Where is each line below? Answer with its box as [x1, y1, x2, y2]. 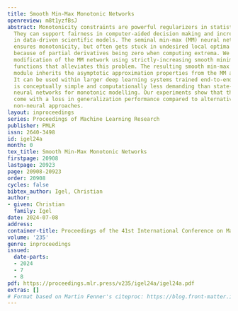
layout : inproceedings [7, 109, 74, 116]
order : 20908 [7, 175, 46, 182]
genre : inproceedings [7, 240, 72, 247]
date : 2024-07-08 [7, 214, 59, 221]
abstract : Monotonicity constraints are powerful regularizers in [7, 23, 208, 30]
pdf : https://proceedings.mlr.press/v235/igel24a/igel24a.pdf [7, 280, 195, 287]
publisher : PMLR [7, 122, 55, 129]
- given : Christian [7, 201, 65, 209]
